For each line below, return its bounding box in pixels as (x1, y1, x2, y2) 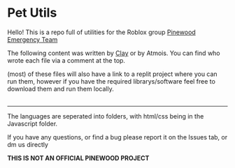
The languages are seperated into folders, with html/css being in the (7, 112, 204, 120)
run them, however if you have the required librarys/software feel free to (7, 77, 215, 85)
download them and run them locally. (7, 84, 114, 93)
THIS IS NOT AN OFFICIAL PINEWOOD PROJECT (7, 153, 150, 162)
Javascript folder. (7, 119, 58, 128)
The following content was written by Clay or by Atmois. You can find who (7, 49, 220, 57)
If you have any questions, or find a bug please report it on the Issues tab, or (7, 132, 228, 141)
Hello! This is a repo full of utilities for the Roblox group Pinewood (7, 28, 196, 36)
